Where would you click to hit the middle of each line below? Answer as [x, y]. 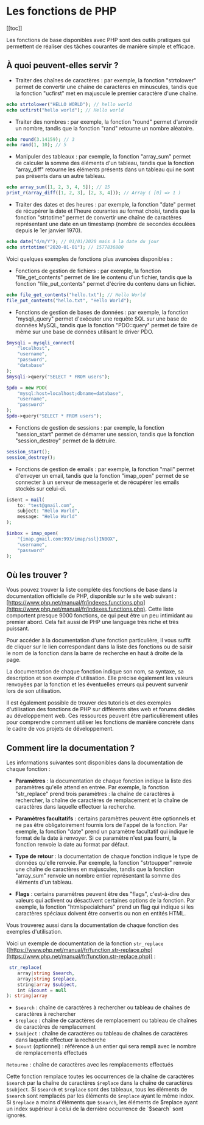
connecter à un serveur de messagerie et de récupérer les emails [97, 482]
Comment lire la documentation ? [71, 748]
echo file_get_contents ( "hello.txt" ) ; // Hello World [76, 295]
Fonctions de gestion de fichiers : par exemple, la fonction [88, 271]
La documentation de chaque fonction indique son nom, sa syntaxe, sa [95, 672]
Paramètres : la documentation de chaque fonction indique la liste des [103, 781]
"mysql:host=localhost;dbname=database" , [70, 393]
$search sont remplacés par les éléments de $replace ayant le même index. [100, 1096]
